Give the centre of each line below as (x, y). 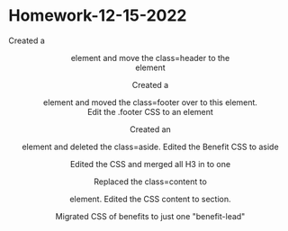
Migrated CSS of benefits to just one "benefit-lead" (150, 216)
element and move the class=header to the (150, 58)
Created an (150, 129)
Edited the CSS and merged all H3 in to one (150, 164)
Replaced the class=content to (150, 182)
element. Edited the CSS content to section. (150, 199)
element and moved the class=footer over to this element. (150, 102)
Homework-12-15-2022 (98, 16)
